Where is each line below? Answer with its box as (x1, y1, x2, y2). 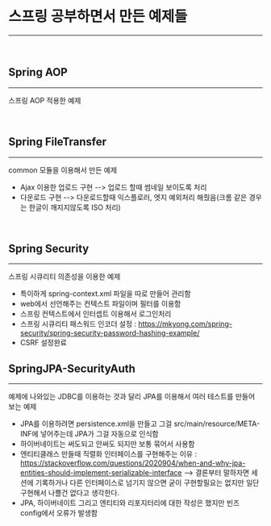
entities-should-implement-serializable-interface (19, 468, 183, 478)
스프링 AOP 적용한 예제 (8, 95, 81, 105)
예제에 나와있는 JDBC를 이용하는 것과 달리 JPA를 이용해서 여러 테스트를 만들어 (8, 392, 256, 402)
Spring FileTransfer (8, 135, 107, 149)
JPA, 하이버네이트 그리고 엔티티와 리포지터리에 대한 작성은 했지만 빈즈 (19, 498, 240, 508)
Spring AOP (8, 65, 69, 79)
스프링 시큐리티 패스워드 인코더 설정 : (19, 319, 137, 329)
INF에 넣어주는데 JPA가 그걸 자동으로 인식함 (19, 429, 159, 439)
